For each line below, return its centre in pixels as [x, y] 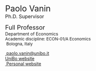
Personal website [24, 64]
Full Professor [25, 28]
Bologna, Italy [19, 44]
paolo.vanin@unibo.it [28, 53]
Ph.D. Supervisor [25, 17]
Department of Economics [32, 34]
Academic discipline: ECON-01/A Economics [48, 39]
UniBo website [20, 58]
